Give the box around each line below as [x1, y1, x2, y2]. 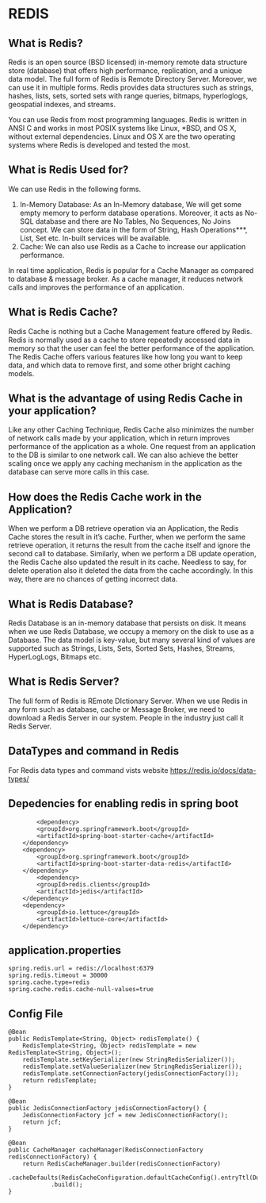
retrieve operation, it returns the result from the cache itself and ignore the [8, 540, 251, 550]
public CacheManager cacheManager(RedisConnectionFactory [8, 1146, 203, 1155]
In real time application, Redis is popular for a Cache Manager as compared [8, 265, 254, 275]
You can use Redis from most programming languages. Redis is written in [8, 115, 247, 124]
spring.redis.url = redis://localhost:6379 [8, 965, 154, 973]
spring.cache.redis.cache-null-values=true [8, 986, 154, 994]
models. [8, 368, 35, 378]
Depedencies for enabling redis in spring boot [8, 797, 239, 810]
